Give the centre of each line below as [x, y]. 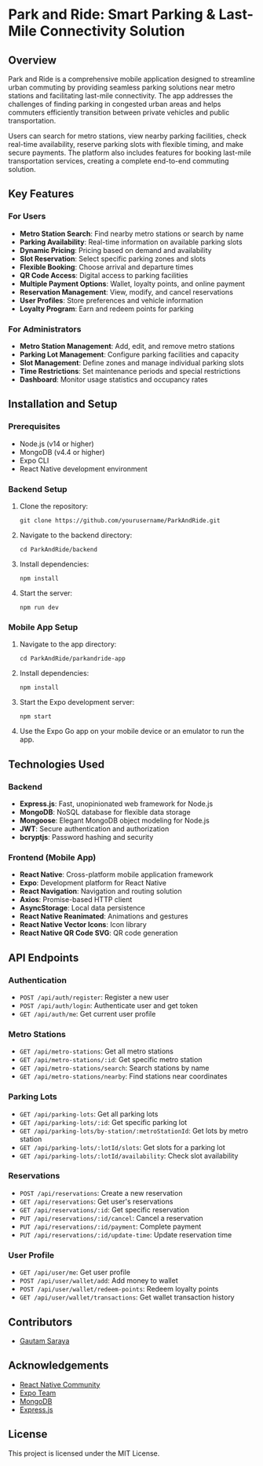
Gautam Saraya [44, 1340]
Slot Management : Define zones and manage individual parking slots [132, 362]
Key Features [41, 194]
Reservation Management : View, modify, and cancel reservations [126, 291]
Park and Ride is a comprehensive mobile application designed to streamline [131, 79]
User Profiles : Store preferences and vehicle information [111, 300]
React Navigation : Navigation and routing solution [100, 891]
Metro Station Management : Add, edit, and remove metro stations [127, 346]
